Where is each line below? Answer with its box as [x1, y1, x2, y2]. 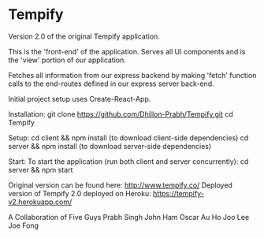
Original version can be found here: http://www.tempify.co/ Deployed [8, 180, 232, 190]
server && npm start [8, 165, 73, 174]
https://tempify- [152, 188, 205, 198]
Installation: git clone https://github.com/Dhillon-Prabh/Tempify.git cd [8, 109, 234, 119]
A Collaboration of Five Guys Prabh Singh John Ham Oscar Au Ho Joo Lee [8, 212, 250, 221]
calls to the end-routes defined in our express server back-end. [8, 79, 214, 88]
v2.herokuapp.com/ [8, 197, 73, 206]
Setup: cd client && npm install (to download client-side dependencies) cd [8, 132, 249, 143]
